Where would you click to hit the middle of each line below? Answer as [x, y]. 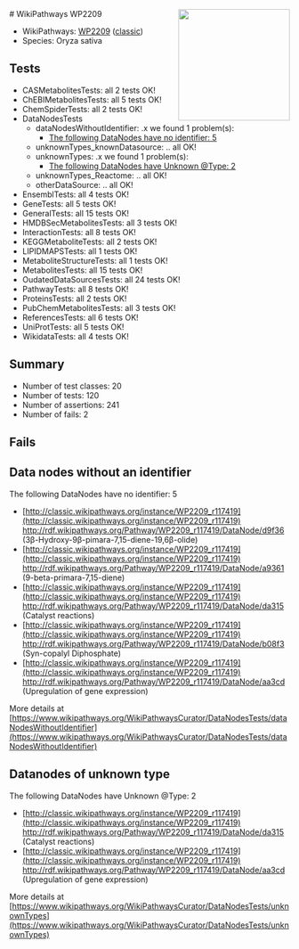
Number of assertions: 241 [71, 405]
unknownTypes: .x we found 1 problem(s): [112, 156]
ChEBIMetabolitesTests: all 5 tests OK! [92, 99]
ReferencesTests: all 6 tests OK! [81, 317]
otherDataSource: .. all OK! [84, 184]
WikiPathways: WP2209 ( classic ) [83, 31]
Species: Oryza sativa [62, 41]
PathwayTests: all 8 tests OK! [75, 289]
